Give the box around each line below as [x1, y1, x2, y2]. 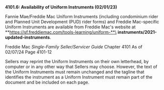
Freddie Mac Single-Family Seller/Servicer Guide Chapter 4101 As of [5, 44, 143, 49]
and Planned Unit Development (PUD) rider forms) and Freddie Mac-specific [5, 19, 160, 24]
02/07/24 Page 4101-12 [5, 49, 52, 55]
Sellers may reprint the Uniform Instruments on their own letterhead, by [5, 59, 149, 64]
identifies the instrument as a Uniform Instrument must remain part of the [5, 74, 153, 80]
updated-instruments [5, 34, 50, 40]
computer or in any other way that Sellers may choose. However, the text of [5, 64, 158, 69]
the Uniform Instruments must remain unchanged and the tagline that [5, 69, 144, 75]
